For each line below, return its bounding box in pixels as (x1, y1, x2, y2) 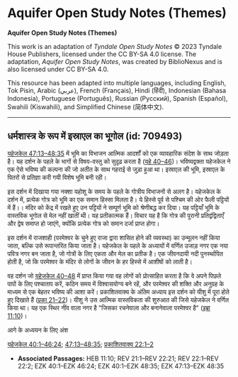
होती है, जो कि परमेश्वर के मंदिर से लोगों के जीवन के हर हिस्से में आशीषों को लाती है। (7, 257, 193, 266)
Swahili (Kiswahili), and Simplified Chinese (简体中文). (7, 102, 164, 111)
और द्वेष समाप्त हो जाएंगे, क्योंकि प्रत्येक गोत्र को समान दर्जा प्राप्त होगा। (7, 219, 160, 228)
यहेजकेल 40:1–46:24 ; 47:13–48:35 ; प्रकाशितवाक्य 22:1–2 (7, 339, 154, 349)
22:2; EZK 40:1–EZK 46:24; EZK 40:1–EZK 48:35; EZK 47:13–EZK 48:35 (17, 361, 225, 370)
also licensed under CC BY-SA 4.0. (7, 65, 109, 73)
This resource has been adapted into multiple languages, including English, (7, 78, 227, 87)
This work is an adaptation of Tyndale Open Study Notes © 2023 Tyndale (7, 42, 222, 50)
